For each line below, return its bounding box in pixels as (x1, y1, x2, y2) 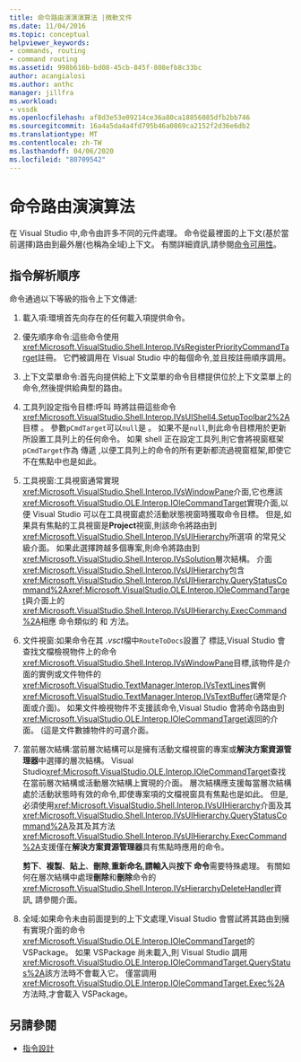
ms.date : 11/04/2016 (9, 22, 87, 31)
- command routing (9, 55, 78, 64)
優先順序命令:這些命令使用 (21, 331, 119, 342)
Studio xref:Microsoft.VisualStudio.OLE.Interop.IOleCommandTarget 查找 (21, 767, 287, 777)
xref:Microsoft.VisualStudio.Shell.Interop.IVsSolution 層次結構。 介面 (21, 554, 273, 565)
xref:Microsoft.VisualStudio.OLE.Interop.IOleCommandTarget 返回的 (21, 714, 271, 724)
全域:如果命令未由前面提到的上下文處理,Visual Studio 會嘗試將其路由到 (21, 913, 282, 925)
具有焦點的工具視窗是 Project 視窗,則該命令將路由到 (30, 520, 218, 531)
